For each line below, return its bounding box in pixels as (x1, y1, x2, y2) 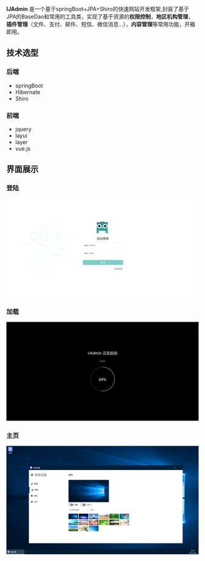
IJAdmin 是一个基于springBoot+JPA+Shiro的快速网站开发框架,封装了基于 (6, 5, 189, 12)
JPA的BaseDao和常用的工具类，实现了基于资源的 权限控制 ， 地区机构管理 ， (6, 13, 194, 20)
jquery (15, 125, 32, 132)
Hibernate (15, 88, 41, 96)
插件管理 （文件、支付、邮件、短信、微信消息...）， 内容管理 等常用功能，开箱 (6, 21, 196, 27)
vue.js (15, 145, 31, 152)
